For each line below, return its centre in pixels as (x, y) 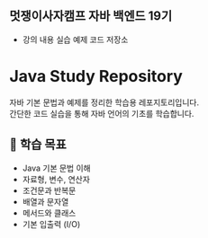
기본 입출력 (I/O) (51, 224)
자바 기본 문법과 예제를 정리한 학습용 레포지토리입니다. (104, 102)
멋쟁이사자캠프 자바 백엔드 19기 (91, 16)
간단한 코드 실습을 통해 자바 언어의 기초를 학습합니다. (102, 113)
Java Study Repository (96, 76)
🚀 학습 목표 (38, 145)
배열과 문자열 (45, 201)
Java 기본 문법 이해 (57, 168)
